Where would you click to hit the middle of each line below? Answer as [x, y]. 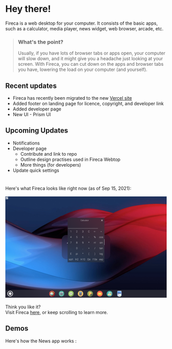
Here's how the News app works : [41, 341]
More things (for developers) [51, 164]
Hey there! [28, 9]
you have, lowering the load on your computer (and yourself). [82, 69]
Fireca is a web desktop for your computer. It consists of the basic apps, [81, 23]
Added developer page [37, 109]
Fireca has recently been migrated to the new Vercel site [72, 98]
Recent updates [31, 86]
